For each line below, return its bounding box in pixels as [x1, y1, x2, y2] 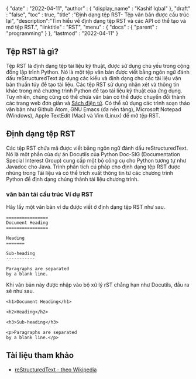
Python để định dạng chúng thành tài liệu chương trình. [6, 175, 139, 182]
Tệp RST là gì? [6, 47, 59, 57]
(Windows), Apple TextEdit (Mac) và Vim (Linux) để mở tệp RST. [6, 112, 160, 119]
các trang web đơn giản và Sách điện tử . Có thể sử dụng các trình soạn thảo [6, 99, 190, 106]
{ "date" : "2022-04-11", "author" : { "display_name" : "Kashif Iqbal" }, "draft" [6, 5, 191, 12]
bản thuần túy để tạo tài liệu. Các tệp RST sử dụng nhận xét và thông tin [6, 81, 180, 88]
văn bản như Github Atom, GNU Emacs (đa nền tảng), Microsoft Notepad [6, 105, 181, 113]
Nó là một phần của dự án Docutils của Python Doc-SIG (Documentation [6, 150, 180, 157]
